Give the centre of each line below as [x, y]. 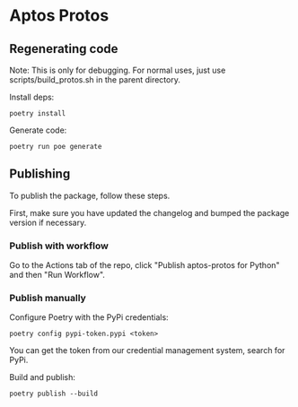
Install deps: [32, 97]
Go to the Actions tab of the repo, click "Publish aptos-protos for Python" [145, 265]
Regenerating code [64, 49]
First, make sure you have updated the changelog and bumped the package [149, 212]
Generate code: [38, 130]
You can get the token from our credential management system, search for [147, 351]
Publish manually [48, 299]
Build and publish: [43, 377]
